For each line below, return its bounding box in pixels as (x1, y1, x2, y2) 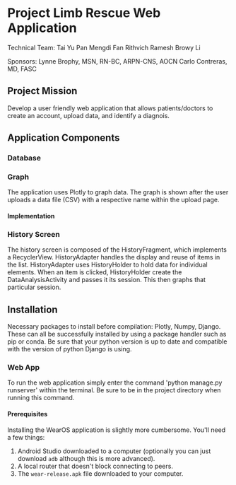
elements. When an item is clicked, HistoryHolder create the (7, 268, 182, 276)
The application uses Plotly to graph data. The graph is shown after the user (7, 188, 229, 197)
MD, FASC (7, 64, 37, 73)
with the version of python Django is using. (7, 345, 132, 353)
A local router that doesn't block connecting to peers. (17, 462, 173, 470)
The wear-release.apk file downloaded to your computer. (17, 469, 184, 478)
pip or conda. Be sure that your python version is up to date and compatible (7, 337, 228, 346)
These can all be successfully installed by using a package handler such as (7, 330, 227, 339)
